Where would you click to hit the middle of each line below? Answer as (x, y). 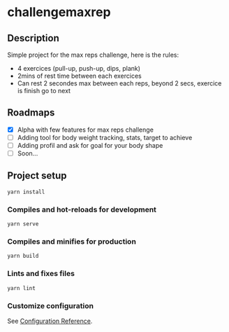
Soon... (28, 153)
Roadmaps (31, 113)
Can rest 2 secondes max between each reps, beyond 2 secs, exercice (119, 83)
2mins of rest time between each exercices (79, 76)
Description (33, 38)
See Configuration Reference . (50, 321)
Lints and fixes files (41, 274)
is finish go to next (44, 91)
